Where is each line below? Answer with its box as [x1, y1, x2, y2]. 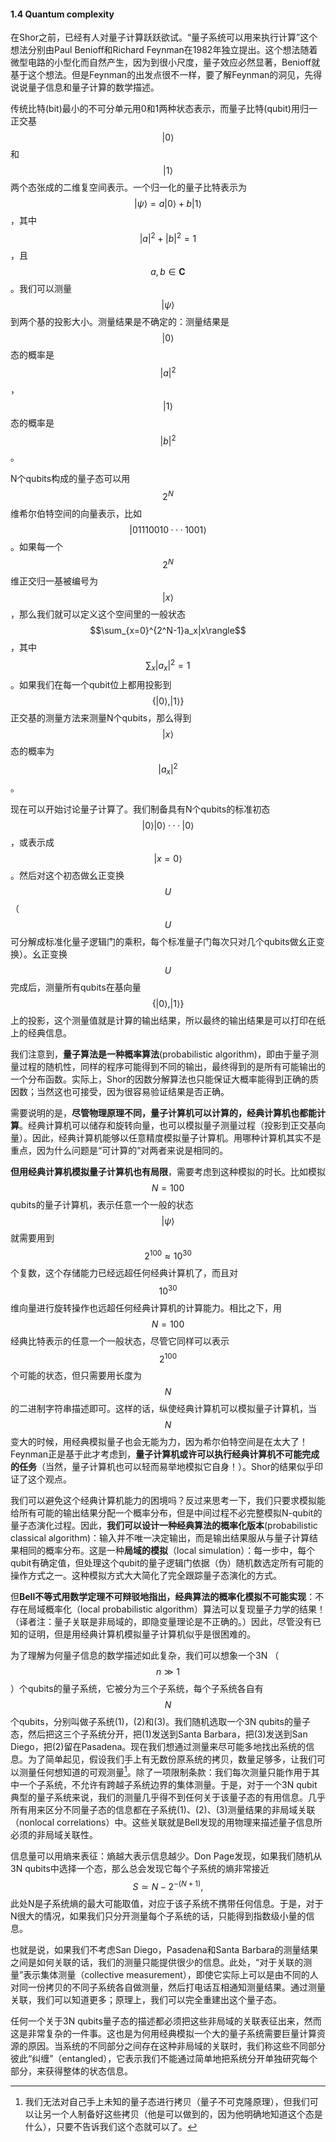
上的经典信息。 [10, 1027, 72, 1039]
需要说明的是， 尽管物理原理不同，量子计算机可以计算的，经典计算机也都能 [10, 1107, 317, 1119]
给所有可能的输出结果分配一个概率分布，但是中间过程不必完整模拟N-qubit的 [10, 1507, 323, 1519]
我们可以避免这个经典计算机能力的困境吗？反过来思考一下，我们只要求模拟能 [10, 1495, 326, 1507]
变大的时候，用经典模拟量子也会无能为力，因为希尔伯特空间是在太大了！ [10, 1436, 308, 1448]
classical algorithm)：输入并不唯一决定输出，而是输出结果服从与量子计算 [10, 1532, 310, 1544]
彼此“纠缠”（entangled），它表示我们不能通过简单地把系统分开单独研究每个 [10, 2052, 318, 2064]
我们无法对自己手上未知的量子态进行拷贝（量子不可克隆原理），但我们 [24, 2095, 310, 2107]
